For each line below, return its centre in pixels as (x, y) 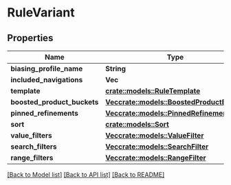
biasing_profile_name (47, 69)
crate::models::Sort (137, 124)
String (115, 69)
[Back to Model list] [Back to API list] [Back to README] (86, 175)
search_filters (34, 147)
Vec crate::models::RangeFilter (156, 158)
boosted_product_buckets (55, 102)
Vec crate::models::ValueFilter (155, 135)
